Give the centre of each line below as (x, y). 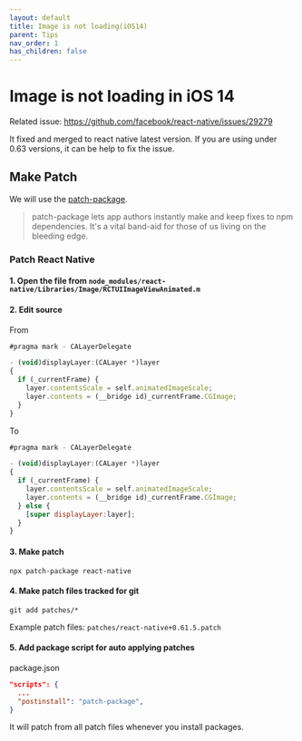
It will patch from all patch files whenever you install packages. (127, 727)
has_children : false (49, 52)
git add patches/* (44, 610)
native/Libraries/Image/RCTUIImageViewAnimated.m (105, 290)
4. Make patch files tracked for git (74, 591)
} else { (34, 506)
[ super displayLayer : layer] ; (81, 514)
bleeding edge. (60, 236)
